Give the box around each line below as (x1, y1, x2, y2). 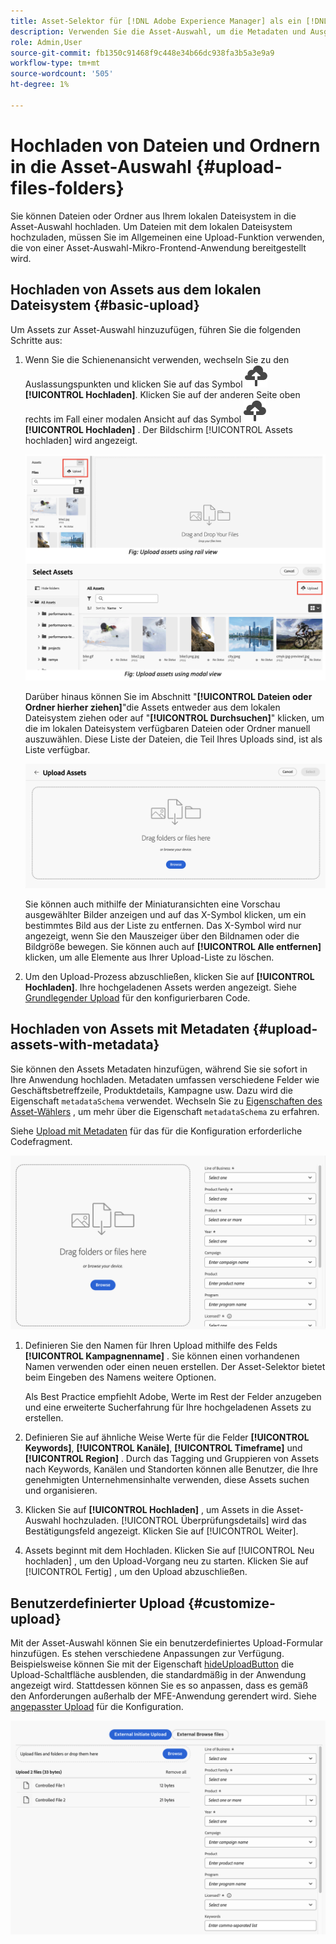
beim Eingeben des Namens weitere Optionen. (24, 1371, 217, 1384)
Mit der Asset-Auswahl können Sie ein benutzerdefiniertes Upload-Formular (10, 1637, 324, 1649)
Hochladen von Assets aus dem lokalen (10, 281, 262, 299)
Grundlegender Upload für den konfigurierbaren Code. (24, 991, 251, 1004)
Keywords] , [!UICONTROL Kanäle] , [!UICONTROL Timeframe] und (24, 1442, 303, 1454)
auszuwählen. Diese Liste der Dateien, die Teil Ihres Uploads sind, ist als (24, 733, 323, 745)
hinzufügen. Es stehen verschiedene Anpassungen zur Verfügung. (10, 1648, 285, 1660)
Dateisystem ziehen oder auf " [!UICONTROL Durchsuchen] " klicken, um (24, 711, 325, 724)
